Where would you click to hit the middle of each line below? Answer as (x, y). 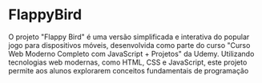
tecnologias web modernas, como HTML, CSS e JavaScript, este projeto (128, 62)
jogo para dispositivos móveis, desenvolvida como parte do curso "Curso (129, 45)
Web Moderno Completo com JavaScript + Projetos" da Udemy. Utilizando (131, 53)
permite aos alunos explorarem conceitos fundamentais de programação (129, 70)
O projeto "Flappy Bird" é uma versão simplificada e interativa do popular (129, 37)
